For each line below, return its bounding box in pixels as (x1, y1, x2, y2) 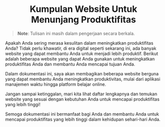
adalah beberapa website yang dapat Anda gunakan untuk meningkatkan (5, 56, 155, 62)
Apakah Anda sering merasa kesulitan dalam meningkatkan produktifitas (5, 40, 154, 46)
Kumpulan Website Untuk (29, 3, 138, 15)
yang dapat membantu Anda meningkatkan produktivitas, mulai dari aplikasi (5, 76, 161, 82)
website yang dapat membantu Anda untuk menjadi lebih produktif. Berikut (5, 51, 159, 57)
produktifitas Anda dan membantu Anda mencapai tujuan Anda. (5, 61, 136, 67)
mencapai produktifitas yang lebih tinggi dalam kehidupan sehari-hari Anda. (5, 116, 161, 122)
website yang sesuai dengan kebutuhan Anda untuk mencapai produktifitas (5, 96, 160, 102)
